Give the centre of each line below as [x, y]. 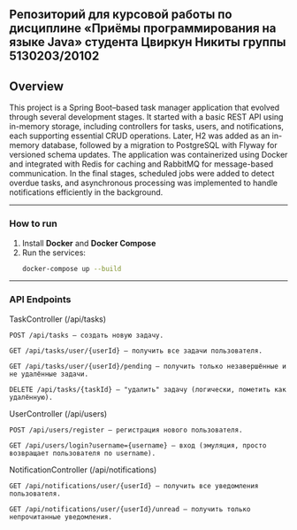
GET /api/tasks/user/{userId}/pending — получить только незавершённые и [148, 366]
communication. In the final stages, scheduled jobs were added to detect [142, 174]
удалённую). [31, 397]
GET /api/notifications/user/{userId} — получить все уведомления [134, 486]
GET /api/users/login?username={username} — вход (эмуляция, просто [138, 445]
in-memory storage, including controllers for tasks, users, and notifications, [147, 127]
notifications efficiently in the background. [86, 192]
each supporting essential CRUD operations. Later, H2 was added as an [140, 136]
